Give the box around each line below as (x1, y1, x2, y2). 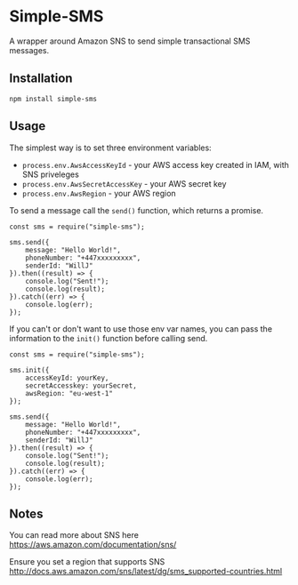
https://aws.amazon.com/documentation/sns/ (9, 540, 177, 550)
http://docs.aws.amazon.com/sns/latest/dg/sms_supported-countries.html (9, 566, 283, 577)
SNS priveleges (21, 169, 80, 180)
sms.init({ (9, 365, 50, 374)
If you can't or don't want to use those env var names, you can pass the (9, 323, 273, 334)
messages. (9, 44, 50, 55)
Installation (9, 71, 73, 86)
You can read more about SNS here (9, 530, 140, 541)
